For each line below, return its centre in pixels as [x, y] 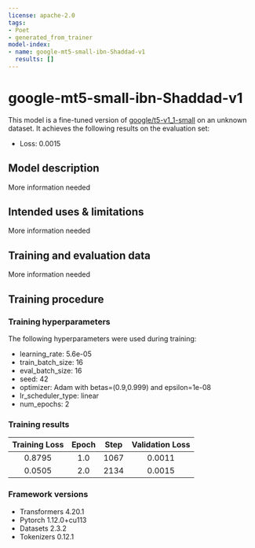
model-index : [29, 45]
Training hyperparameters [59, 322]
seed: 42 [34, 379]
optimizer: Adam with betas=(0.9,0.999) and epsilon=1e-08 [115, 387]
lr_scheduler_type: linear [59, 395]
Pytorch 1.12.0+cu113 [53, 520]
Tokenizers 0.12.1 [47, 536]
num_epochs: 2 [44, 404]
